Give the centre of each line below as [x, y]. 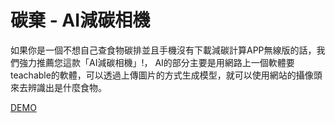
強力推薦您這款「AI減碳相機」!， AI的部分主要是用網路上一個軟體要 [156, 62]
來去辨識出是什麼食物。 [58, 87]
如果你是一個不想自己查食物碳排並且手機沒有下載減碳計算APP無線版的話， [163, 50]
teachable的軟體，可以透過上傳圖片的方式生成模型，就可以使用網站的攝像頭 [166, 75]
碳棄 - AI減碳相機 [80, 20]
